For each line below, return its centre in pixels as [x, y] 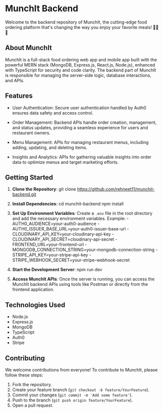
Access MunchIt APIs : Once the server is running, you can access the [83, 279]
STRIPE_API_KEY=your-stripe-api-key [50, 255]
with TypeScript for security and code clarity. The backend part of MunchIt [81, 70]
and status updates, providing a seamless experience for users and [80, 127]
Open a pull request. [33, 405]
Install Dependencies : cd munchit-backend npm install [68, 204]
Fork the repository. [32, 384]
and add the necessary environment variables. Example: [69, 219]
